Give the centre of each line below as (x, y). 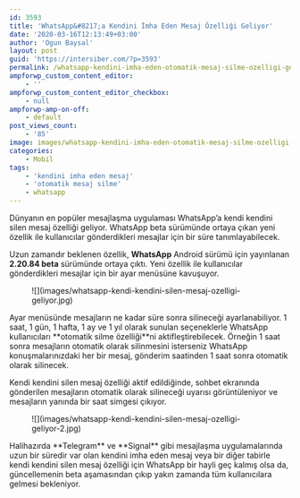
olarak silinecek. (39, 365)
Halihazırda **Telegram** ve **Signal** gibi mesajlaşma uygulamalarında (146, 446)
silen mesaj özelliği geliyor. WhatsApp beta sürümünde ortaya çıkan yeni (142, 228)
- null (37, 101)
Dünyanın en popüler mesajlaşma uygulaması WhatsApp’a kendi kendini (141, 218)
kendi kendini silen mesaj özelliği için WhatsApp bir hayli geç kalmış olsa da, (149, 465)
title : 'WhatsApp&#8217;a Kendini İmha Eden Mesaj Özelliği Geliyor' (142, 26)
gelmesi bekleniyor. (45, 484)
